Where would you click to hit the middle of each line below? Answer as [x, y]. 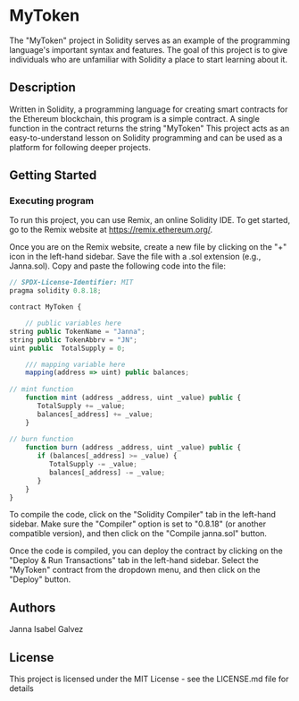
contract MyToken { [46, 307]
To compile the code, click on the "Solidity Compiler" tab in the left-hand [143, 515]
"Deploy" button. [40, 579]
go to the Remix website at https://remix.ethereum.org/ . [111, 230]
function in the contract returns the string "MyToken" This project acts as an [149, 128]
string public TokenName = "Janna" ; [77, 331]
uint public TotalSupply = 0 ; [67, 348]
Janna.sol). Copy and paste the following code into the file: [117, 266]
